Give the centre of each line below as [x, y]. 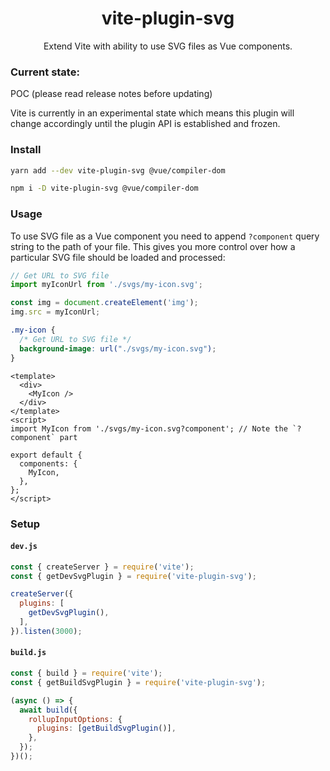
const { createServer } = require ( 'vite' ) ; [102, 567]
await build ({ [48, 710]
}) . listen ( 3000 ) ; [46, 631]
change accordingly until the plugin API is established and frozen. [145, 124]
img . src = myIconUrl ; [55, 312]
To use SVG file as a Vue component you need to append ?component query [165, 236]
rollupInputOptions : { [75, 719]
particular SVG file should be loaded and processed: [118, 257]
